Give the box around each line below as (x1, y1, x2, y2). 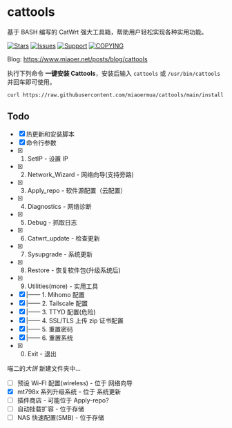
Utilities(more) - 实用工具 (27, 282, 99, 290)
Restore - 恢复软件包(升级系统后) (27, 266, 121, 274)
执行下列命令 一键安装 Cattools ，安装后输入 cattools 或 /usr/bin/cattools (7, 69, 221, 77)
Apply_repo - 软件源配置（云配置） (27, 186, 126, 194)
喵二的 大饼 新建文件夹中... (7, 364, 81, 372)
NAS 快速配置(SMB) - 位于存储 (17, 413, 105, 421)
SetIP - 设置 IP (27, 154, 68, 163)
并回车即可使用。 (7, 77, 56, 86)
